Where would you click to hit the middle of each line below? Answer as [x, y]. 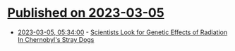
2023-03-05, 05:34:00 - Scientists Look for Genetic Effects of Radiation [122, 32]
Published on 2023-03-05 [86, 13]
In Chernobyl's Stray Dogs [56, 39]
